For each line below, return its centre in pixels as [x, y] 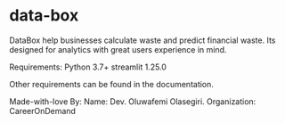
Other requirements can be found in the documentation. [111, 84]
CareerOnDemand [42, 111]
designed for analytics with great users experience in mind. [118, 49]
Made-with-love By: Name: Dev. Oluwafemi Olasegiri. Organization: [133, 101]
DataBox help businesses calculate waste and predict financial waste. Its [142, 40]
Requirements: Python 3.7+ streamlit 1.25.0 [88, 67]
